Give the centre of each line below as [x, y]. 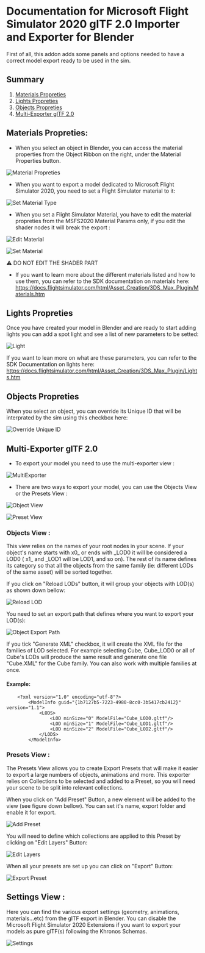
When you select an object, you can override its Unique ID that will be [94, 411]
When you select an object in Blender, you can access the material [99, 148]
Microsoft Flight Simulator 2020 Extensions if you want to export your [94, 924]
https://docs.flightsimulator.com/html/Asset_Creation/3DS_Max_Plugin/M [107, 287]
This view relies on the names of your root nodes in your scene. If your [95, 546]
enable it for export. [31, 812]
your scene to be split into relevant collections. [65, 787]
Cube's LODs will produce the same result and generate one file [87, 657]
